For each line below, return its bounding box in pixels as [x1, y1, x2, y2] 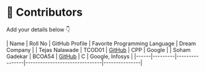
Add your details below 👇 [6, 25, 70, 33]
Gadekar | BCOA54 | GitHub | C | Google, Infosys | [6, 53, 133, 60]
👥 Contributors [6, 5, 83, 19]
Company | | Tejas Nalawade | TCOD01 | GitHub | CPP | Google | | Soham [6, 46, 191, 53]
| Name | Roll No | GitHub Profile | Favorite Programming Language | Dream [6, 39, 196, 47]
